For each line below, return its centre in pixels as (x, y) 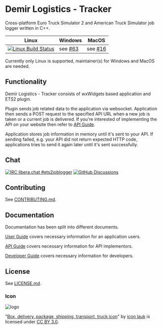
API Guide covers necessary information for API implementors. (69, 246)
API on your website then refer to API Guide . (50, 124)
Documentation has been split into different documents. (62, 227)
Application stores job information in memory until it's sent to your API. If (79, 134)
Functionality (26, 82)
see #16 (96, 49)
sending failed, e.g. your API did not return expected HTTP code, (71, 139)
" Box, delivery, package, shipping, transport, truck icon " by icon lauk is (78, 317)
